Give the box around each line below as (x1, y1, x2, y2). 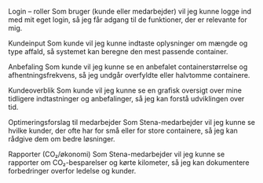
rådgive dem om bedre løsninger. (8, 134, 115, 144)
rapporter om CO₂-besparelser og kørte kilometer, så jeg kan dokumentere (8, 158, 250, 167)
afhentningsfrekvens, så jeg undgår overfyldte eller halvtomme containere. (8, 71, 250, 79)
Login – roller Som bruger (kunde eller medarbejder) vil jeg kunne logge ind (8, 7, 252, 16)
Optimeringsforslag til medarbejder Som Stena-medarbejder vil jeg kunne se (8, 118, 256, 126)
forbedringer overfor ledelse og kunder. (8, 167, 137, 175)
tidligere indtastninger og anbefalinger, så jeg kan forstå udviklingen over (8, 94, 245, 103)
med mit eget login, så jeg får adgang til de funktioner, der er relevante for (8, 15, 247, 24)
